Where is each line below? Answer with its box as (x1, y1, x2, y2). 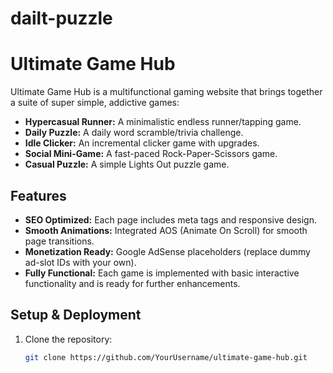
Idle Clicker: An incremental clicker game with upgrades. (24, 137, 260, 149)
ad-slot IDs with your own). (24, 256, 137, 268)
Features (10, 187, 67, 204)
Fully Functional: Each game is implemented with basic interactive (24, 267, 300, 279)
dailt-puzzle (10, 7, 113, 30)
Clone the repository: (24, 333, 113, 345)
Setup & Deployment (10, 307, 142, 324)
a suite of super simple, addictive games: (10, 97, 180, 109)
